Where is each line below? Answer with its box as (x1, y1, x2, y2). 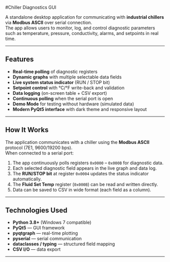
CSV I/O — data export (12, 246, 61, 252)
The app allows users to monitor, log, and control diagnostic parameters (5, 25, 155, 31)
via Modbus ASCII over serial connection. (5, 20, 93, 25)
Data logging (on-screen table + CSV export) (12, 90, 107, 96)
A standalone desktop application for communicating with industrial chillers (5, 14, 164, 20)
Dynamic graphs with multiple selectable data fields (12, 73, 122, 80)
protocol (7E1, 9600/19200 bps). (5, 144, 72, 151)
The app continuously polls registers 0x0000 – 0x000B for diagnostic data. (12, 160, 163, 166)
